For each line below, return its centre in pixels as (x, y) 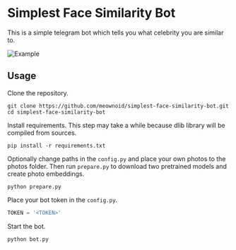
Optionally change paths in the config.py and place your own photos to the (117, 159)
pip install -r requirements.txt (57, 145)
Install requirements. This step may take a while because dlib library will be (116, 125)
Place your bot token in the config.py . (63, 200)
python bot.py (28, 239)
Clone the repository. (38, 93)
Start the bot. (26, 226)
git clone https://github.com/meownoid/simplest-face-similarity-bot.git (118, 106)
